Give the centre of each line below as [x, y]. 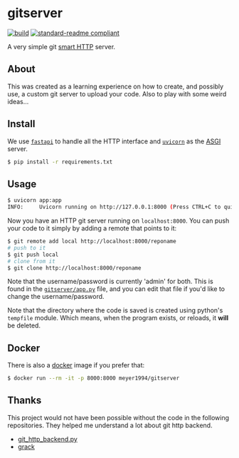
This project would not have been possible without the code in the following [118, 417]
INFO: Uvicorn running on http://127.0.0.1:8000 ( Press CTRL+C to [114, 207]
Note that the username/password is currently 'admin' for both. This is [110, 281]
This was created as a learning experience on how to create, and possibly [116, 86]
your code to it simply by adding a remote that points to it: [92, 228]
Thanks [25, 401]
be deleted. [24, 325]
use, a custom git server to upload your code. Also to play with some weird [117, 93]
